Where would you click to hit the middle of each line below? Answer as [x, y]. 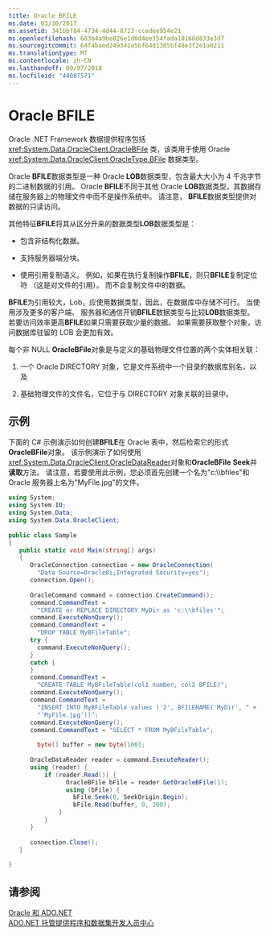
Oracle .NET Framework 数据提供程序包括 [77, 139]
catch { [43, 662]
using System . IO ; [37, 505]
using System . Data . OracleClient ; [64, 520]
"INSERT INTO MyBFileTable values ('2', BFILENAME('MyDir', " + [147, 707]
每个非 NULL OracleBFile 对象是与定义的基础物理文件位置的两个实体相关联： [134, 349]
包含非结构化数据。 [52, 240]
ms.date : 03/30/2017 [43, 23]
